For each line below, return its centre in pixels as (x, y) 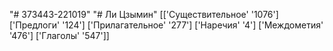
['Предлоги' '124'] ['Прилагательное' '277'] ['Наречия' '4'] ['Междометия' (166, 25)
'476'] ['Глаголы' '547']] (59, 35)
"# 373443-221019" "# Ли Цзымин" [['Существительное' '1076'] (144, 14)
